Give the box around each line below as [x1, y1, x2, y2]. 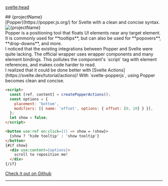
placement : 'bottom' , [14, 101, 59, 106]
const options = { [9, 96, 48, 101]
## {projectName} [5, 14, 42, 19]
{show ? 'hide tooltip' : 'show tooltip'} [9, 133, 99, 138]
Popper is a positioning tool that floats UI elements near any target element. [5, 30, 161, 35]
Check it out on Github [5, 170, 51, 176]
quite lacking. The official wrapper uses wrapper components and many [5, 51, 153, 57]
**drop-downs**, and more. [5, 40, 62, 46]
